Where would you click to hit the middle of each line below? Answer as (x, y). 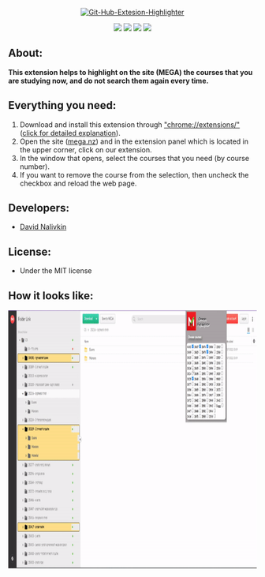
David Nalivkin (43, 227)
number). (34, 167)
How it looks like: (51, 296)
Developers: (39, 208)
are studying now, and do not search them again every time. (108, 81)
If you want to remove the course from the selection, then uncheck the (134, 174)
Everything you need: (62, 105)
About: (26, 53)
